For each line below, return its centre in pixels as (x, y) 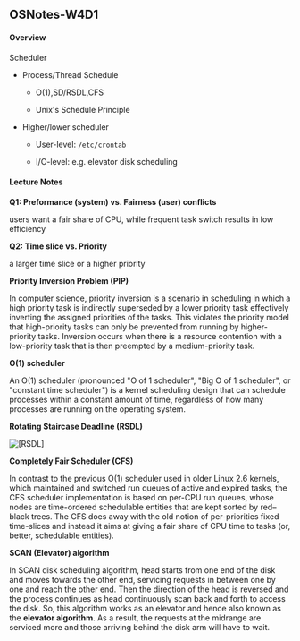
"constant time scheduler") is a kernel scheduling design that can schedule (147, 389)
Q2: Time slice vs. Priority (58, 246)
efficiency (28, 228)
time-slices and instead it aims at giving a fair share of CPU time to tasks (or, (150, 526)
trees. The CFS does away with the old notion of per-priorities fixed (155, 516)
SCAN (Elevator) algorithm (59, 552)
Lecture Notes (36, 182)
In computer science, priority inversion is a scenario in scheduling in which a (150, 298)
